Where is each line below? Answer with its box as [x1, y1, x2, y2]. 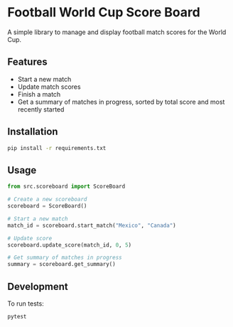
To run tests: [7, 299, 44, 308]
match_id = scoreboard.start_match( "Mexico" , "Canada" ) [7, 222, 176, 229]
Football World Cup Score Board [7, 4, 200, 21]
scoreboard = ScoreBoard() [7, 203, 87, 210]
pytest [7, 313, 27, 320]
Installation [7, 126, 58, 138]
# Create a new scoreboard [7, 196, 87, 203]
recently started [17, 104, 65, 114]
